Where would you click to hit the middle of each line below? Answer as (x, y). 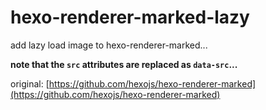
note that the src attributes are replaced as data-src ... (124, 64)
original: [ (30, 83)
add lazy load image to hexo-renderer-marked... (109, 45)
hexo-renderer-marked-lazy (130, 17)
